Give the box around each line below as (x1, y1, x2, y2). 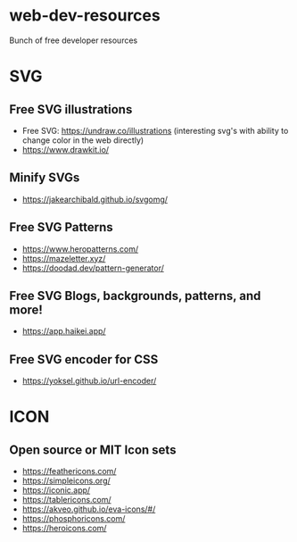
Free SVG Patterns (9, 220, 113, 235)
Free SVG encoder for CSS (9, 352, 159, 367)
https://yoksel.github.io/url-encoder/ (21, 376, 157, 387)
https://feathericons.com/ (21, 466, 117, 477)
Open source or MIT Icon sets (9, 442, 177, 457)
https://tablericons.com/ (21, 495, 111, 505)
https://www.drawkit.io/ (21, 144, 110, 154)
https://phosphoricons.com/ (21, 513, 126, 524)
